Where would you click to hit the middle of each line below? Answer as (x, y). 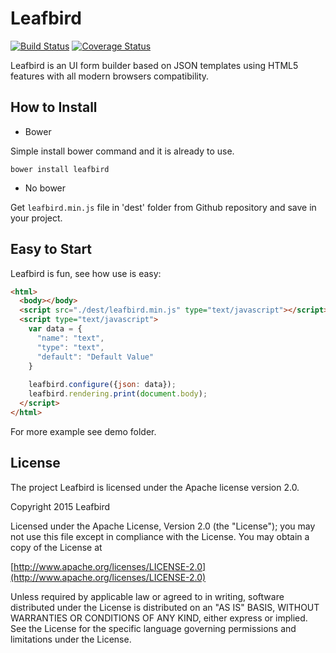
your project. (36, 218)
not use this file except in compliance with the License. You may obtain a (160, 536)
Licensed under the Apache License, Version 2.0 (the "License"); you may (163, 526)
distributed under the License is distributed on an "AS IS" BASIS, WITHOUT (165, 607)
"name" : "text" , (70, 338)
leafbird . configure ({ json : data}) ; (102, 385)
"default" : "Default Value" (95, 357)
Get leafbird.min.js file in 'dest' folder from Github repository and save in (163, 207)
